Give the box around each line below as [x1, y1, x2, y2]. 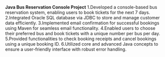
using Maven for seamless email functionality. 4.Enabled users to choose [5, 25, 156, 31]
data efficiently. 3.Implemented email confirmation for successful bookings [5, 20, 159, 26]
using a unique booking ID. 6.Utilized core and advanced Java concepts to [5, 41, 158, 47]
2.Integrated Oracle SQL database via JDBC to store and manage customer [5, 15, 160, 20]
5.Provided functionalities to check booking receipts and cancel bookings [5, 36, 156, 42]
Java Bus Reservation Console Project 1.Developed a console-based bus [5, 4, 157, 10]
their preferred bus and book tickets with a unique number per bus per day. [5, 31, 160, 36]
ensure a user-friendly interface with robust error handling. [5, 47, 126, 52]
